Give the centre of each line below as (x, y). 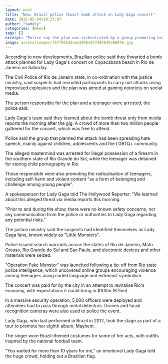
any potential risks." (25, 220)
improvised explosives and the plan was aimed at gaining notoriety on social (84, 88)
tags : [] (14, 33)
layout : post (19, 10)
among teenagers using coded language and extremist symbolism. (74, 275)
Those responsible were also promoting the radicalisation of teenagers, (79, 173)
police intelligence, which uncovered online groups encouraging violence (80, 270)
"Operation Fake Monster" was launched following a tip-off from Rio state (81, 265)
